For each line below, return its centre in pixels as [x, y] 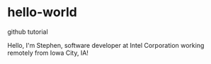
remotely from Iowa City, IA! [48, 53]
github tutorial [28, 32]
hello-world [42, 12]
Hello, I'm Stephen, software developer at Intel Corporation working [106, 45]
